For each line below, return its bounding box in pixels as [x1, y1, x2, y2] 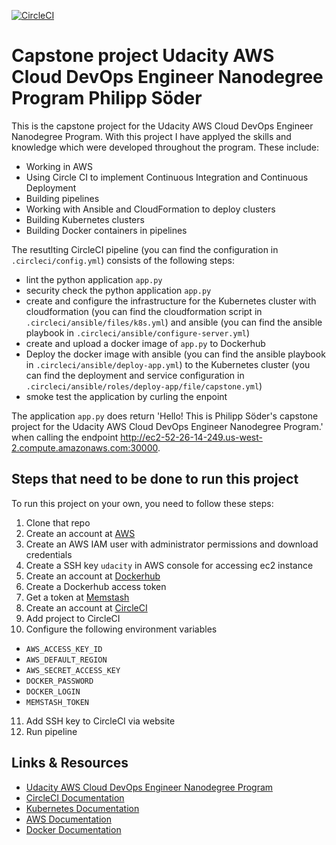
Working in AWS [25, 160, 93, 172]
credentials [25, 548, 73, 560]
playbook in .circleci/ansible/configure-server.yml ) [25, 326, 251, 339]
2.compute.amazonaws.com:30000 [11, 441, 158, 454]
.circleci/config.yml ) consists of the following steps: [11, 254, 236, 266]
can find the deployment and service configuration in [25, 369, 245, 381]
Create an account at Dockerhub [25, 570, 161, 582]
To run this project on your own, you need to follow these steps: [11, 497, 274, 509]
